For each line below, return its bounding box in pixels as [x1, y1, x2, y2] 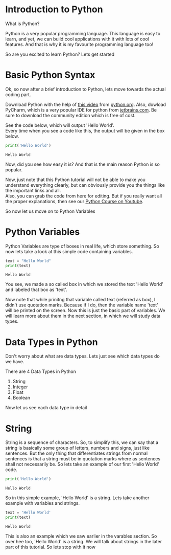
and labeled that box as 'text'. [5, 286, 67, 293]
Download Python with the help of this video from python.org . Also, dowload [5, 101, 166, 107]
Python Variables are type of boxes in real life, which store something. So [5, 243, 159, 249]
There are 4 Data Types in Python [5, 368, 77, 374]
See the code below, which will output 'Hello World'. [5, 122, 115, 128]
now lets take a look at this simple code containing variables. [5, 248, 133, 254]
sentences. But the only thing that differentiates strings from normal [5, 450, 148, 456]
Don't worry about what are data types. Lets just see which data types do [5, 353, 160, 359]
